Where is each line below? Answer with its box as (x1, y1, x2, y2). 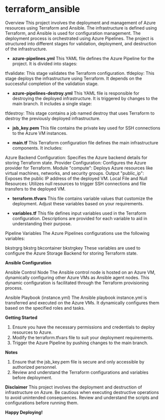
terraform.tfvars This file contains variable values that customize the (12, 195, 153, 201)
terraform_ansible (5, 3, 80, 15)
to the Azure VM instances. (12, 130, 67, 136)
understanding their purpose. (12, 221, 72, 226)
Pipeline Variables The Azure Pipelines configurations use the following (5, 230, 150, 236)
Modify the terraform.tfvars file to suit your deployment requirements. (12, 334, 154, 340)
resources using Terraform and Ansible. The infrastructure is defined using (5, 25, 157, 31)
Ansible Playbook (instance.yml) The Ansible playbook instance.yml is (5, 294, 147, 300)
